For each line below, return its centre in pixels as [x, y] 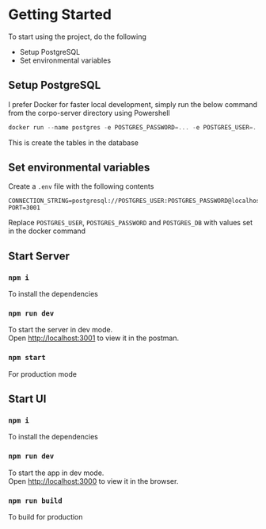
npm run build [35, 500]
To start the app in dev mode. [56, 473]
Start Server [39, 256]
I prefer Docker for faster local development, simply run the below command [133, 104]
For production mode [43, 374]
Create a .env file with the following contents [81, 186]
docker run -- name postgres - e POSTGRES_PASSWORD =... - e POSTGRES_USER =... [136, 127]
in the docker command [47, 231]
